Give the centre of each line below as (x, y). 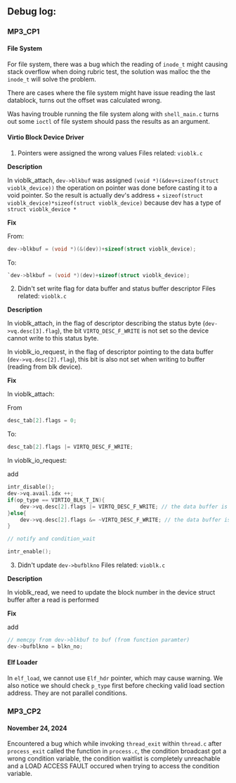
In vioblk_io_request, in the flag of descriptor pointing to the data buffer (111, 352)
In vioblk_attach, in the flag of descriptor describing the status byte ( (106, 324)
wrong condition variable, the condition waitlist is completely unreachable (114, 758)
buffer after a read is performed (53, 600)
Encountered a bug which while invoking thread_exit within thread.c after (115, 744)
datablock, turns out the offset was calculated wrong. (85, 100)
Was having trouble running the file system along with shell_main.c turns (113, 114)
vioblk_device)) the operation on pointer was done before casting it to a (112, 187)
